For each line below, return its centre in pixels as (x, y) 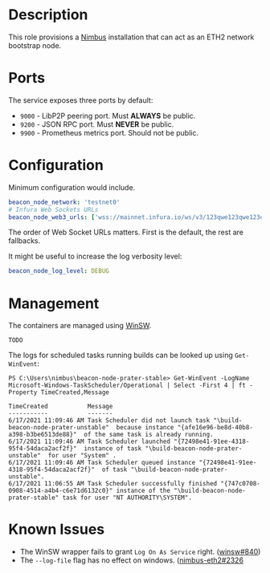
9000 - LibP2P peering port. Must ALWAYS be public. (108, 116)
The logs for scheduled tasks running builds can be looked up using (121, 356)
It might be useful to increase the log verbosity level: (95, 256)
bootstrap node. (35, 45)
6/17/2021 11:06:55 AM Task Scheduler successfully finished (113, 484)
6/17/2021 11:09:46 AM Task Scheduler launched (90, 442)
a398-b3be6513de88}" (43, 435)
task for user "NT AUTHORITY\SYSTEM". (127, 498)
